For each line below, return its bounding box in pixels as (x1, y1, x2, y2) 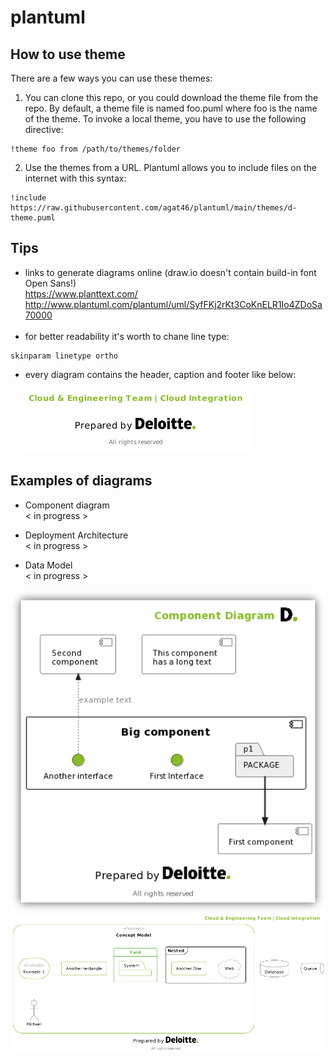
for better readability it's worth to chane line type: (24, 330, 230, 342)
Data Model (24, 559, 73, 571)
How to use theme (10, 46, 126, 63)
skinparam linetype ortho (10, 351, 118, 361)
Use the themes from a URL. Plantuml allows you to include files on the (24, 162, 317, 173)
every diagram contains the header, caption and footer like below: (24, 368, 297, 380)
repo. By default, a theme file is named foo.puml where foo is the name (24, 102, 318, 114)
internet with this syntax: (24, 172, 127, 184)
